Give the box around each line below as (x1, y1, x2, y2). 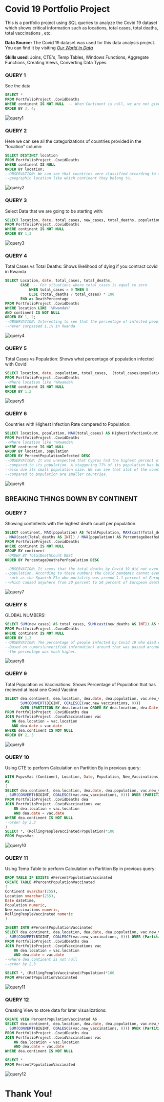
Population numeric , (5, 902, 47, 908)
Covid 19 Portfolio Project (5, 3, 110, 15)
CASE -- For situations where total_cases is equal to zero (20, 283, 147, 288)
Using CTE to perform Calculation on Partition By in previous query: (5, 765, 141, 770)
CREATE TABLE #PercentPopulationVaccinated (5, 880, 95, 885)
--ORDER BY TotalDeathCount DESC (5, 553, 73, 558)
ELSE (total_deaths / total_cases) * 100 (29, 292, 115, 297)
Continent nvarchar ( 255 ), (5, 889, 58, 894)
